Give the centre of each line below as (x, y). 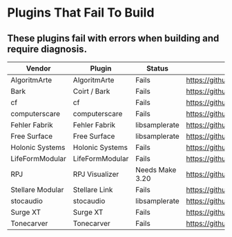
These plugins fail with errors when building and (113, 38)
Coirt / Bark (91, 91)
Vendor (38, 68)
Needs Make (156, 170)
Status (157, 68)
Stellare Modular (37, 190)
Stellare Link (93, 190)
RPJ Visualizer (96, 174)
